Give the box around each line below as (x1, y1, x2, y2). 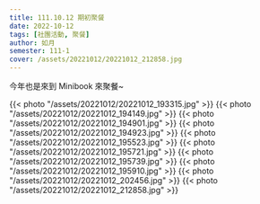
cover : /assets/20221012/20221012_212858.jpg (9, 55, 182, 64)
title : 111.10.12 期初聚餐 (9, 13, 105, 22)
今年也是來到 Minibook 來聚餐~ (9, 81, 124, 91)
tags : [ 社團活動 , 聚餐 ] (9, 30, 91, 39)
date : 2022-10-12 (9, 22, 74, 31)
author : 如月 (9, 38, 56, 48)
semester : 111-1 (9, 47, 70, 56)
